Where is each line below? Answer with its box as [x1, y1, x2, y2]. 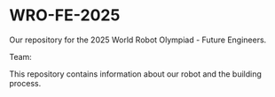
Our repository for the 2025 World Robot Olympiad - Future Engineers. [9, 34, 267, 45]
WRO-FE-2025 [9, 5, 121, 26]
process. [9, 78, 42, 88]
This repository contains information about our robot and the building [9, 68, 262, 79]
